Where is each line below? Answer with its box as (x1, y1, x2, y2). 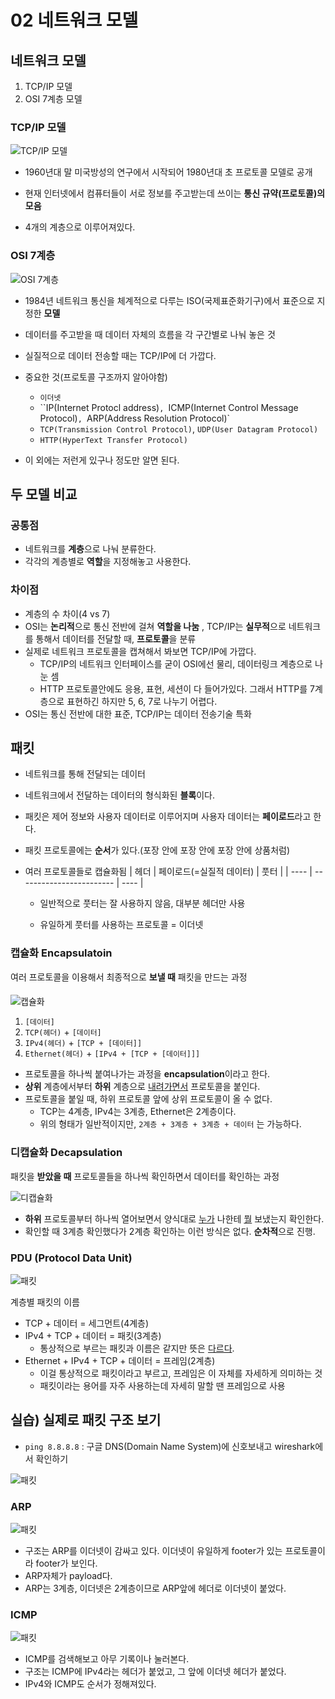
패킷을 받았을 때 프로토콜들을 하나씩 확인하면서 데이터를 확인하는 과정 (10, 1170, 280, 1182)
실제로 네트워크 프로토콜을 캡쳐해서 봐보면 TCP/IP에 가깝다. (24, 645, 257, 657)
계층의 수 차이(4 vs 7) (24, 607, 111, 620)
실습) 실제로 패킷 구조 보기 (10, 1412, 162, 1429)
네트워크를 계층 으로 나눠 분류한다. (24, 543, 157, 555)
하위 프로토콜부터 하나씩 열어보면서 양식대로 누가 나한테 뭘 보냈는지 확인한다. (24, 1212, 325, 1225)
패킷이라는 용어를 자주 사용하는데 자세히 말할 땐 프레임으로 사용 (39, 1379, 286, 1391)
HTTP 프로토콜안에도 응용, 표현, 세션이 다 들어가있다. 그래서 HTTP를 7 (39, 682, 316, 695)
